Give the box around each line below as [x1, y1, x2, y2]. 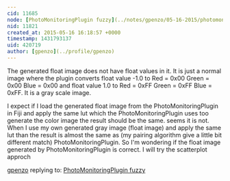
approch [7, 152, 31, 161]
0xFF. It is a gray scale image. [7, 88, 91, 96]
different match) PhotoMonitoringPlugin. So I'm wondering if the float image [7, 138, 221, 146]
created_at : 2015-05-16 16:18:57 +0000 [7, 29, 121, 36]
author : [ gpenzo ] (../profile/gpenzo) [7, 48, 115, 55]
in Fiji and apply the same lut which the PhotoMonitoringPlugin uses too [7, 109, 209, 117]
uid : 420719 [7, 42, 41, 48]
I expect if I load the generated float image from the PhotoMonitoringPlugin [7, 102, 219, 110]
